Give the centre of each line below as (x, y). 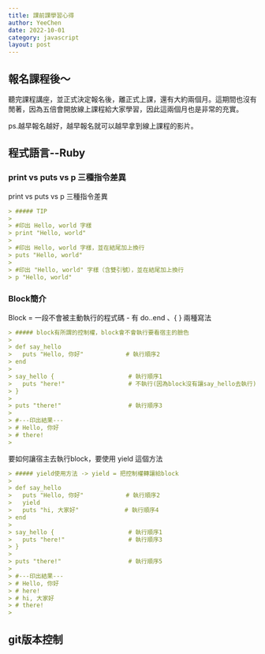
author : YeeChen (35, 23)
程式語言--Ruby (47, 153)
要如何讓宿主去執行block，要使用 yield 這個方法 (86, 458)
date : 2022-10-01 (37, 30)
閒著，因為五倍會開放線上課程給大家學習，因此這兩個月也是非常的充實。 (125, 109)
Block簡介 (28, 299)
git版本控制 (35, 639)
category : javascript (44, 37)
